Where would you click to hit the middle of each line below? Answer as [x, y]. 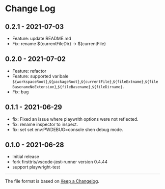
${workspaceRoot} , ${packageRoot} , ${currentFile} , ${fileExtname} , [79, 81]
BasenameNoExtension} [34, 87]
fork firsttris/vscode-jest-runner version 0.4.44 [60, 162]
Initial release [26, 157]
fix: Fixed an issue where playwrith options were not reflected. [75, 119]
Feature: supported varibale [40, 76]
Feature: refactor [29, 71]
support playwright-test [36, 167]
